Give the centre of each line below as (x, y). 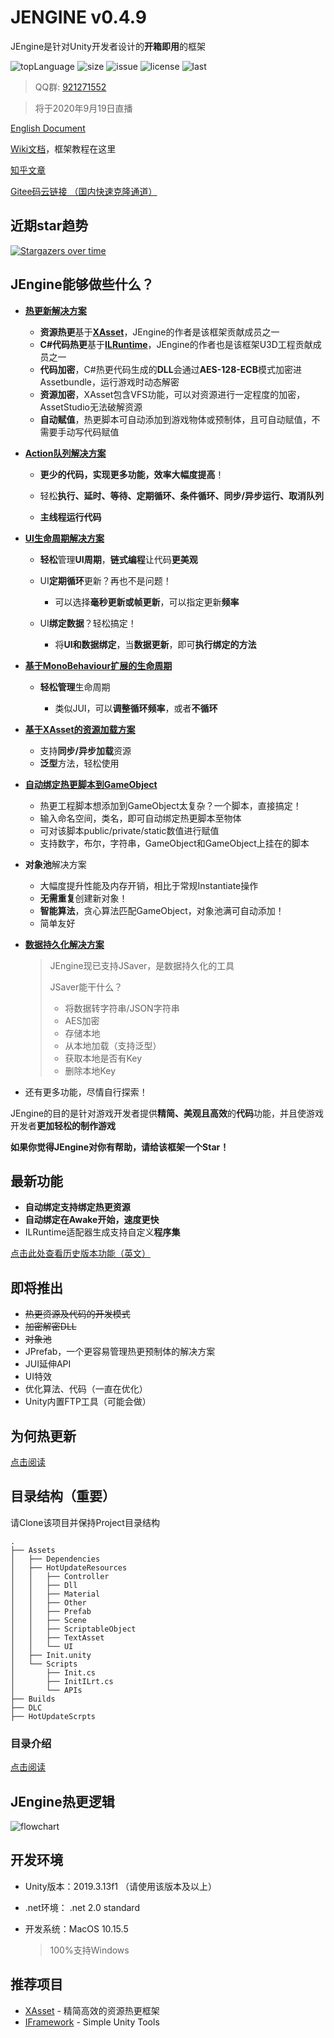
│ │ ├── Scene (48, 1620)
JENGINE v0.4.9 (78, 17)
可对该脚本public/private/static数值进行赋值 (129, 830)
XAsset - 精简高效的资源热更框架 (92, 2010)
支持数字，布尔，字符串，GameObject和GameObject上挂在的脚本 (174, 843)
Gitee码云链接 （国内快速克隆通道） (84, 191)
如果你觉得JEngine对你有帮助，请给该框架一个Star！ (120, 1147)
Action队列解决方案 (65, 453)
